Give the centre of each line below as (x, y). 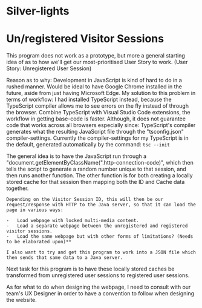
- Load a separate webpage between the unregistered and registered (97, 226)
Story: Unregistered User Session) (49, 68)
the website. (22, 300)
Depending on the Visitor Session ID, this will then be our (85, 200)
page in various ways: (35, 210)
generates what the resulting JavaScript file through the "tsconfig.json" (95, 132)
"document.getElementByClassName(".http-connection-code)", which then (100, 163)
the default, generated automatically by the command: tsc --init (88, 145)
